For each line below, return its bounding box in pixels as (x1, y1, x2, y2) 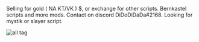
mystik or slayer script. (6, 18, 63, 24)
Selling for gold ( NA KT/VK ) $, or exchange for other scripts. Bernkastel (6, 5, 187, 12)
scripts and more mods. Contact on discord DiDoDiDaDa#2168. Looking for (6, 11, 193, 18)
